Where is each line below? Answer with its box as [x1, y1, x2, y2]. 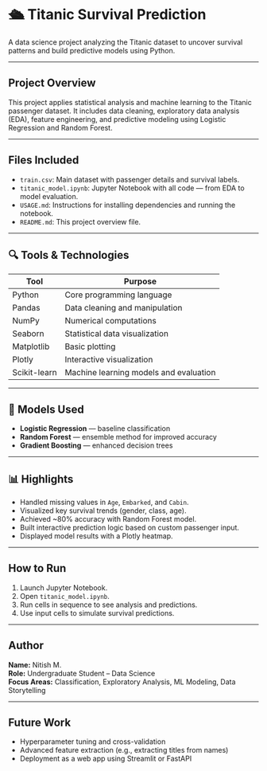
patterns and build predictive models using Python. [8, 45, 176, 55]
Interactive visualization [64, 354, 153, 366]
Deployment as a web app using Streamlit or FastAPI [19, 753, 192, 764]
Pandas [12, 303, 41, 314]
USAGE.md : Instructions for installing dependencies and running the [19, 200, 236, 209]
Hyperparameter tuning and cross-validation [19, 737, 166, 746]
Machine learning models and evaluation [64, 367, 216, 378]
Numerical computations [64, 315, 157, 327]
